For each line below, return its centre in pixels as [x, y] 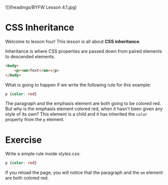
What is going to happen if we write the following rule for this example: [78, 84]
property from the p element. [35, 120]
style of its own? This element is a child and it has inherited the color [76, 114]
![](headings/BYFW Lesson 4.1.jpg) [41, 7]
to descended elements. [30, 56]
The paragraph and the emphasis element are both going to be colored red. [83, 104]
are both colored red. [27, 178]
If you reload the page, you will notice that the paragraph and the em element [84, 172]
